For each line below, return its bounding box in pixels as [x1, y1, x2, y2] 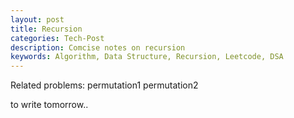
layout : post [10, 14, 65, 25]
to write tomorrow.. [10, 99, 89, 111]
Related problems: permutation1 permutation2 [10, 79, 199, 91]
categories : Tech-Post [10, 33, 105, 43]
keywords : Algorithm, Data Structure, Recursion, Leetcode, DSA [10, 52, 284, 62]
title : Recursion [10, 24, 83, 34]
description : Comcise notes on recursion [10, 42, 186, 53]
